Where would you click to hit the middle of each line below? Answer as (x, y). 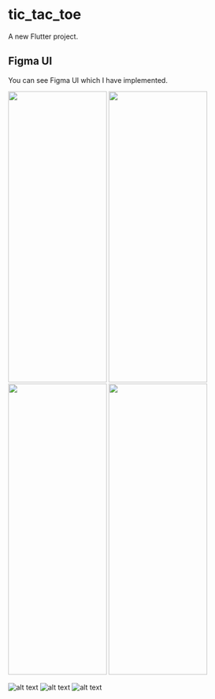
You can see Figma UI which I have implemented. (88, 80)
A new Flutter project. (43, 36)
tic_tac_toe (44, 15)
